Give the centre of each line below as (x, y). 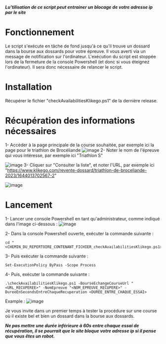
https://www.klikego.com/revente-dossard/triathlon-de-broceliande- (77, 170)
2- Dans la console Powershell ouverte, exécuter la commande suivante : (80, 233)
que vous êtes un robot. (30, 336)
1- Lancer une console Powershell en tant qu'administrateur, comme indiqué (83, 218)
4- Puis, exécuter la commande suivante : (47, 274)
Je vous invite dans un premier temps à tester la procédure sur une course (81, 310)
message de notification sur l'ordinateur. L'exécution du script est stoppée (81, 56)
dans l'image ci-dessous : (31, 224)
